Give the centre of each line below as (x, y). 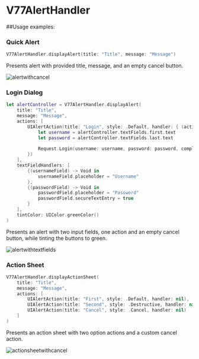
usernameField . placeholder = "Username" (88, 176)
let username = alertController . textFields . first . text (107, 132)
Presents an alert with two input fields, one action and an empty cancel (93, 232)
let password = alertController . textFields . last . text (105, 138)
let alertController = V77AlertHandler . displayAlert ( (74, 105)
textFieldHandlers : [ (43, 166)
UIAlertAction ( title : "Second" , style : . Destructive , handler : (107, 305)
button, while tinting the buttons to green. (57, 238)
